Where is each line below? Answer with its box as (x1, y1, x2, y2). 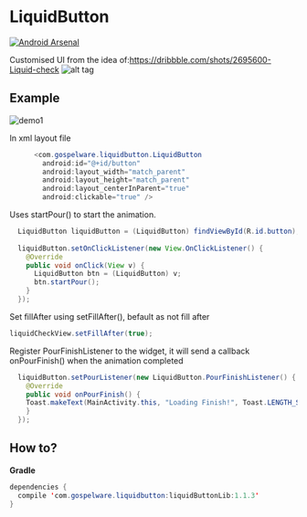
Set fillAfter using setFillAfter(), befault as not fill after (9, 311, 210, 322)
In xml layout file (9, 132, 71, 143)
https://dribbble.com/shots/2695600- (129, 54, 271, 65)
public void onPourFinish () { (26, 390, 142, 399)
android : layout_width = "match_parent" (42, 167, 185, 176)
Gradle (9, 464, 37, 476)
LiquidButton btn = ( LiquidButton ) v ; (33, 269, 182, 279)
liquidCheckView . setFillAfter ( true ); (9, 329, 153, 338)
